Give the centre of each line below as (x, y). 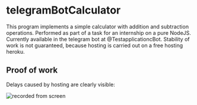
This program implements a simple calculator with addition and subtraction (97, 27)
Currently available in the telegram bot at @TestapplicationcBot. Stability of (98, 39)
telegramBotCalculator (63, 10)
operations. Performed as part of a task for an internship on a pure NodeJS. (99, 32)
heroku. (15, 51)
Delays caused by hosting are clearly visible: (61, 84)
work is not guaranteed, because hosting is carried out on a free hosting (95, 45)
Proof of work (32, 70)
